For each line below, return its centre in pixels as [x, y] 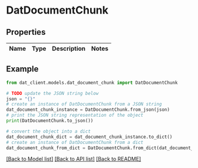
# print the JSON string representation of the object [75, 116]
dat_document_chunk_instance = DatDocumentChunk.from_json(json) [88, 110]
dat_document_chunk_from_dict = [46, 148]
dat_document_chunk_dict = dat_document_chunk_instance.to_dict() [89, 137]
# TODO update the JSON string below [52, 93]
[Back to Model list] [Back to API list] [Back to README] [74, 159]
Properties [26, 32]
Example [22, 69]
